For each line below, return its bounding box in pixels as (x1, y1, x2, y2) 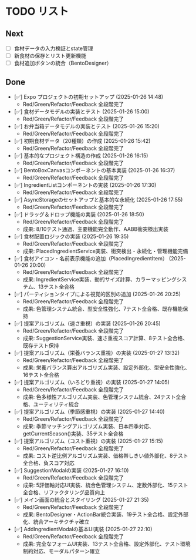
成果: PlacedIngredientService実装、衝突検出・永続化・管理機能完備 (22, 247, 188, 254)
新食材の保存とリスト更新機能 (13, 52, 86, 59)
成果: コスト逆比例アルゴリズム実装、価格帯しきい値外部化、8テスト (22, 452, 188, 459)
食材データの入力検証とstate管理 (13, 45, 93, 52)
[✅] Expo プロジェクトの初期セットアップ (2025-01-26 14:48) (13, 93, 164, 100)
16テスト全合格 (22, 371, 59, 378)
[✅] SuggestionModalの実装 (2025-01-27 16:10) (13, 467, 129, 474)
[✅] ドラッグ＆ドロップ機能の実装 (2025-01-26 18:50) (13, 211, 144, 217)
